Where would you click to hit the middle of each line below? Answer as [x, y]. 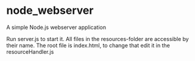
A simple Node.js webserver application [56, 27]
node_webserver [50, 11]
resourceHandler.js [30, 51]
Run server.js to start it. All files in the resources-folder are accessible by [97, 39]
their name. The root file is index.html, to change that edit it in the [88, 45]
